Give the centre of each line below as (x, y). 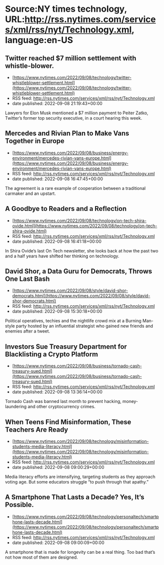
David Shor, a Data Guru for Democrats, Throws (79, 271)
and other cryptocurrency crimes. (61, 407)
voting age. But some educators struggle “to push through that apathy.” (77, 482)
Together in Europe (35, 141)
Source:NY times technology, (66, 9)
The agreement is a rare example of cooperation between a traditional (75, 188)
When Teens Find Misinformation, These (68, 422)
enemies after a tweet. (28, 331)
